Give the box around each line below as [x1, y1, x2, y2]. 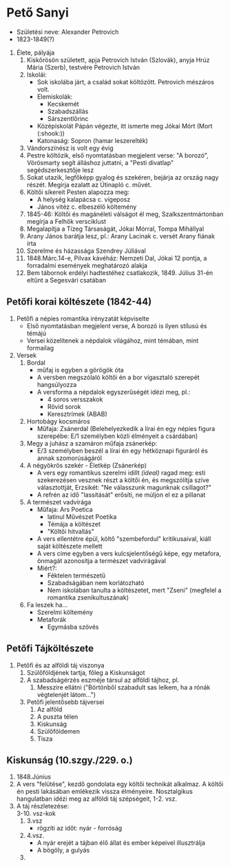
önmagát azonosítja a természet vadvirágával [36, 556, 167, 564]
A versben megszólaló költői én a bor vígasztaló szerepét [36, 373, 200, 381]
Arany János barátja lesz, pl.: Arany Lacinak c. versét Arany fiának [26, 231, 215, 240]
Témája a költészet [47, 520, 101, 528]
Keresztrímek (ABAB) [47, 410, 107, 418]
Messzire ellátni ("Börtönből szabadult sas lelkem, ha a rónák [36, 683, 211, 692]
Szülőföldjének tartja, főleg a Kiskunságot [26, 668, 145, 676]
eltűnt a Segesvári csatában [26, 276, 107, 284]
